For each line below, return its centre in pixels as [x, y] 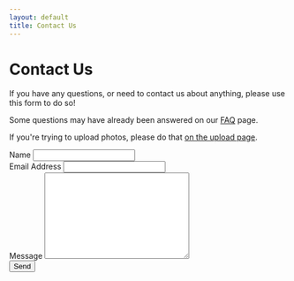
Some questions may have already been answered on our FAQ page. [134, 120]
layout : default [39, 17]
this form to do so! [42, 103]
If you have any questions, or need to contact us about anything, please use [147, 94]
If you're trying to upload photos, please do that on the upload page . [133, 137]
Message [26, 256]
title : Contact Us [43, 26]
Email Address [35, 167]
